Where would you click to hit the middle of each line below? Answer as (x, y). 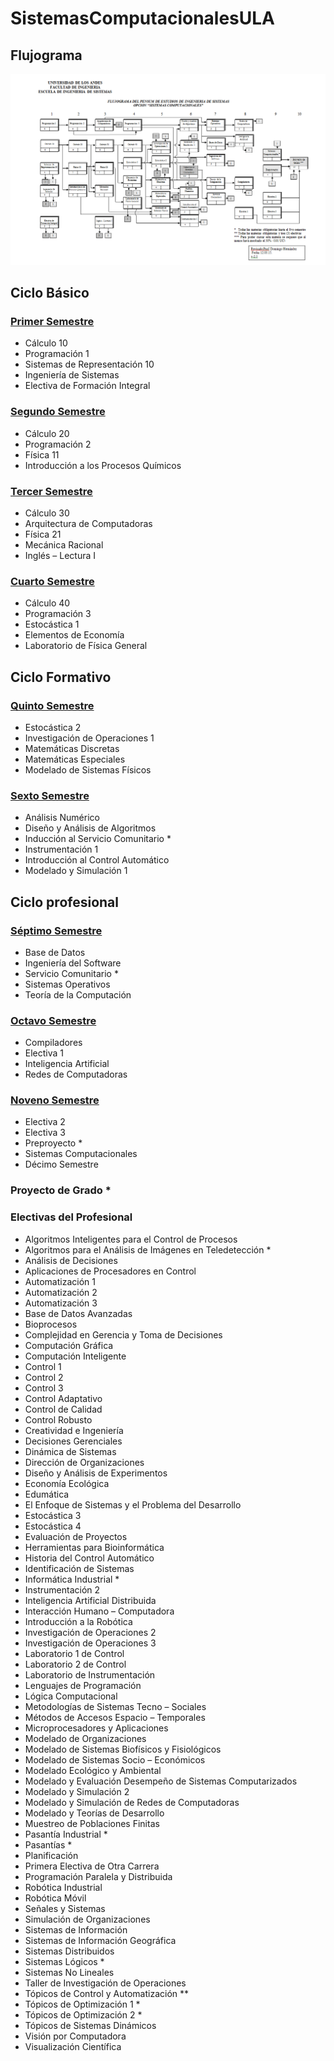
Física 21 (43, 534)
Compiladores (53, 1043)
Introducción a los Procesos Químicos (103, 465)
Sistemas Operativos (67, 984)
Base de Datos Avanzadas (78, 1313)
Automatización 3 (61, 1303)
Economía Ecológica (67, 1483)
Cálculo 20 (47, 433)
